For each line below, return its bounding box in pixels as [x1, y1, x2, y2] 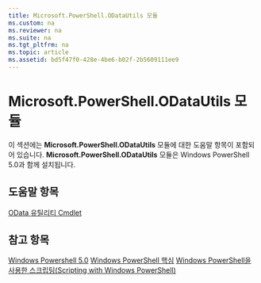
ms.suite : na [8, 33, 52, 42]
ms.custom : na [8, 19, 56, 27]
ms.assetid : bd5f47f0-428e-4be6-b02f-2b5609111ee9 [8, 56, 179, 64]
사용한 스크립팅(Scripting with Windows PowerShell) [8, 266, 176, 275]
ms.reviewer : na [8, 26, 62, 34]
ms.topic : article [8, 48, 69, 56]
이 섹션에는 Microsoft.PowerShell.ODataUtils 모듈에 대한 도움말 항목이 [8, 140, 234, 149]
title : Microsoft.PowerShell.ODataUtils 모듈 [8, 11, 159, 20]
